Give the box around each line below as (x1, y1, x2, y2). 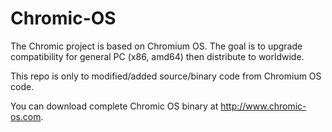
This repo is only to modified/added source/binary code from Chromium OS (10, 70, 322, 82)
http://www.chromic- (220, 100, 307, 112)
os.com (10, 110, 42, 122)
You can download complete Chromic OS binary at (10, 100, 219, 112)
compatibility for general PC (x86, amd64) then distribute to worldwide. (10, 50, 305, 62)
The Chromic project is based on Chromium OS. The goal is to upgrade (10, 40, 303, 52)
